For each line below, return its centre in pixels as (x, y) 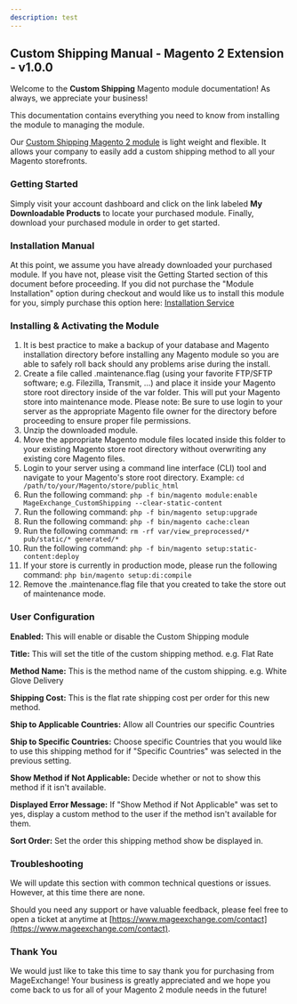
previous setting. (41, 760)
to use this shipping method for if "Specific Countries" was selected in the (146, 751)
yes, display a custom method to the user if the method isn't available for (144, 814)
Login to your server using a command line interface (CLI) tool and (144, 468)
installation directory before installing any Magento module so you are (151, 355)
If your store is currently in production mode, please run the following (150, 565)
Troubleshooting (47, 863)
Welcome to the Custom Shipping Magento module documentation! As (140, 89)
